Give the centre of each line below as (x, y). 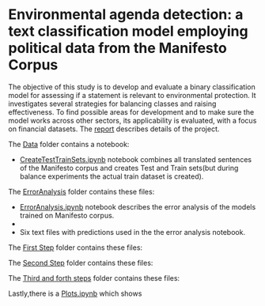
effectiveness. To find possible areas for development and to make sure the (131, 111)
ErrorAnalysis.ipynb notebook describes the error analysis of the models (138, 206)
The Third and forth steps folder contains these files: (94, 278)
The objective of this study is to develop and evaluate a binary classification (132, 87)
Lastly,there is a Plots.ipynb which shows (75, 293)
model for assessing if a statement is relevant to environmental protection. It (132, 95)
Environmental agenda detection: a (126, 15)
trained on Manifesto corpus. (67, 215)
